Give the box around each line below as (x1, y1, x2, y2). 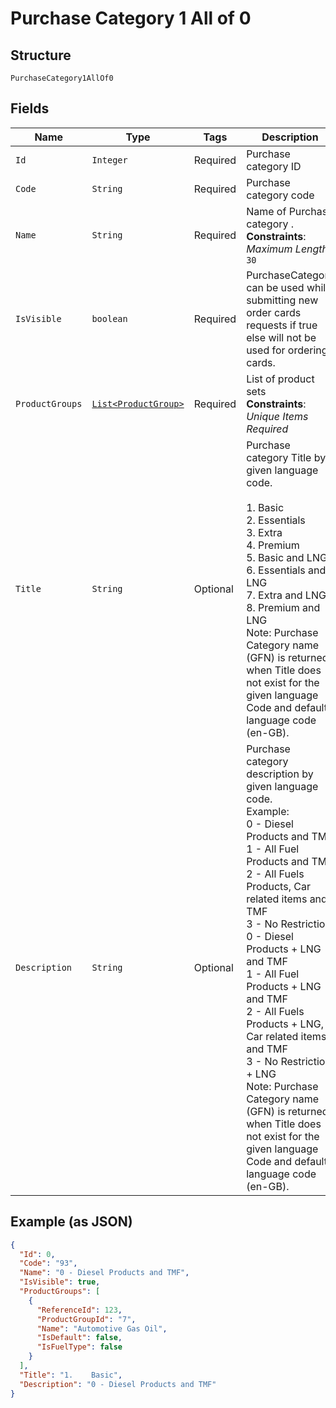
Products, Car (246, 879, 311, 893)
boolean (91, 313, 128, 324)
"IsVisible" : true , (19, 1277, 101, 1287)
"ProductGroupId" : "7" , (36, 1314, 137, 1324)
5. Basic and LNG (246, 550, 328, 564)
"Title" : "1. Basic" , (19, 1370, 123, 1380)
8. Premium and (246, 600, 321, 614)
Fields (10, 100, 50, 117)
